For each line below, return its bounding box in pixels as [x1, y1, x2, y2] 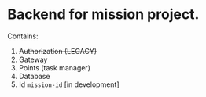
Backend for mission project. [7, 5, 200, 23]
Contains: [7, 31, 39, 41]
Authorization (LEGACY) [18, 46, 97, 56]
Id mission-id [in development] [18, 80, 120, 89]
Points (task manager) [18, 63, 91, 72]
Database [18, 71, 50, 81]
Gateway [18, 55, 48, 64]
